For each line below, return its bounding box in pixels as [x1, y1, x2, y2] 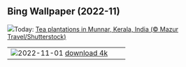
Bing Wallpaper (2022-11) [7, 6, 120, 17]
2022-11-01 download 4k [17, 48, 108, 58]
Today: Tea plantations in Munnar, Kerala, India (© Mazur [14, 24, 179, 33]
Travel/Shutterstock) [7, 32, 66, 40]
